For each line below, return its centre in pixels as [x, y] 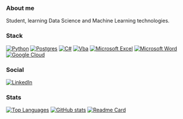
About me [20, 8]
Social [15, 70]
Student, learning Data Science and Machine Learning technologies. [88, 21]
